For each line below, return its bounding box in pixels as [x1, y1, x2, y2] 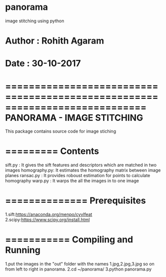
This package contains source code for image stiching [5, 128, 116, 135]
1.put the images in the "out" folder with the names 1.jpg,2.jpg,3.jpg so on [5, 261, 155, 267]
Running [5, 244, 41, 256]
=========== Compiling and [5, 234, 133, 245]
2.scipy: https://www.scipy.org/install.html [5, 217, 90, 223]
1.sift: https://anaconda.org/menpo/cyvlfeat [5, 212, 93, 218]
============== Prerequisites [5, 195, 146, 206]
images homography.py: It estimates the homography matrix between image [5, 167, 161, 173]
